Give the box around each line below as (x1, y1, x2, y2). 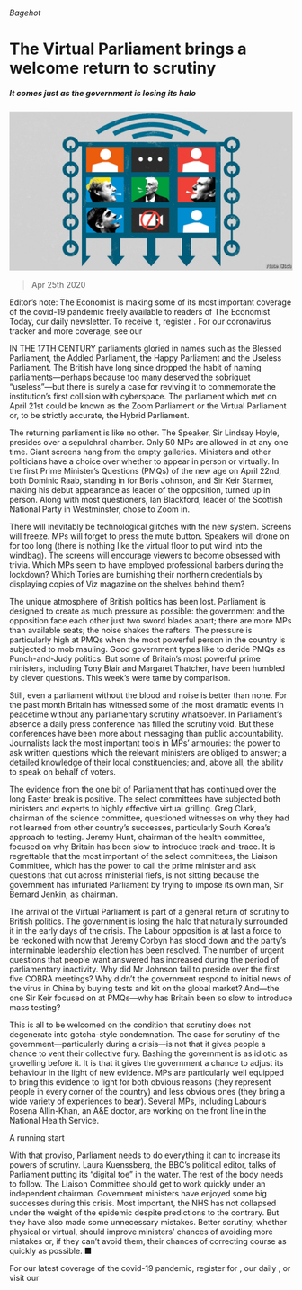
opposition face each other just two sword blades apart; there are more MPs (9, 615, 292, 626)
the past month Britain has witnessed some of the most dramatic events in (9, 700, 285, 711)
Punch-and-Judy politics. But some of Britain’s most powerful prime (9, 653, 261, 665)
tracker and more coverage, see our (9, 326, 143, 336)
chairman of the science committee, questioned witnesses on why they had (9, 812, 289, 823)
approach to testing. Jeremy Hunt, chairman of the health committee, (9, 832, 266, 843)
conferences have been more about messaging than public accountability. (9, 729, 284, 739)
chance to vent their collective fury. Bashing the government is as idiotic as (9, 1048, 288, 1059)
